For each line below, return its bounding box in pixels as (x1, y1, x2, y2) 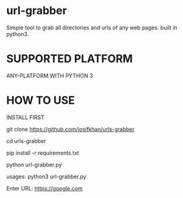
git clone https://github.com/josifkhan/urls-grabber (6, 125, 135, 133)
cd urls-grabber (6, 137, 46, 144)
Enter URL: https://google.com (6, 185, 83, 192)
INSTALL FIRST (6, 114, 45, 121)
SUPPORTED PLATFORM (6, 52, 133, 66)
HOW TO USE (6, 94, 75, 108)
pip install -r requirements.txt (6, 149, 79, 156)
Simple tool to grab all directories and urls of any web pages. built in (6, 24, 178, 31)
